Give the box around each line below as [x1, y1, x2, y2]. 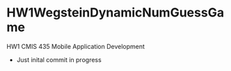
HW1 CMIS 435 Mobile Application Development [6, 42, 145, 50]
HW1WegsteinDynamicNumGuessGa [6, 5, 224, 21]
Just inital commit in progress [16, 55, 102, 63]
